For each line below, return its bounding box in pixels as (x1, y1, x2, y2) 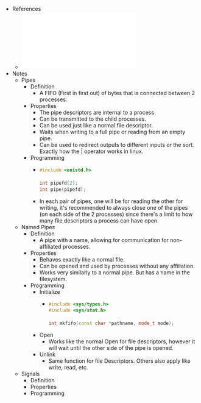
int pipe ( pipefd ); (39, 186, 86, 193)
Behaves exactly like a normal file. (39, 255, 125, 263)
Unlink (39, 351, 56, 358)
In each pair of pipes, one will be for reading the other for (39, 198, 183, 205)
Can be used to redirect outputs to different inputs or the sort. (39, 141, 195, 148)
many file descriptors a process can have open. (39, 216, 160, 224)
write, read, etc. (48, 364, 88, 371)
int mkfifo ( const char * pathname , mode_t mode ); (48, 320, 175, 327)
